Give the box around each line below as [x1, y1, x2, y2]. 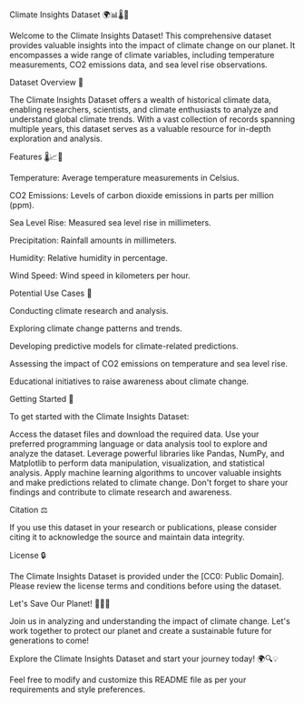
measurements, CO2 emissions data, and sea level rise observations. [9, 59, 268, 70]
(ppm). [9, 200, 34, 210]
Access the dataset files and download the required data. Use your [9, 428, 260, 439]
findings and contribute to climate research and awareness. [9, 487, 232, 498]
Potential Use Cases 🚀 [9, 287, 93, 298]
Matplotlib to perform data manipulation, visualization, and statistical [9, 458, 265, 468]
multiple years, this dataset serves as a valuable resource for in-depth [9, 124, 271, 134]
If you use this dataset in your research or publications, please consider [9, 522, 278, 532]
